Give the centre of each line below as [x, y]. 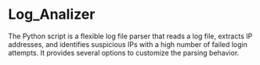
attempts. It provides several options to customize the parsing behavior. [124, 52]
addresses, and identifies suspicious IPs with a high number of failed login [128, 44]
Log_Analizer [52, 14]
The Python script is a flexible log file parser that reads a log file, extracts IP [130, 36]
